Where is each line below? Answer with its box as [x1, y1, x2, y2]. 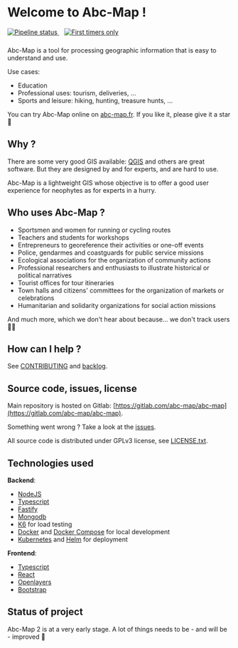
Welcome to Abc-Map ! [7, 4, 147, 21]
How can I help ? [7, 343, 82, 355]
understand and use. [7, 53, 68, 62]
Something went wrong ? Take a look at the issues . [7, 423, 156, 431]
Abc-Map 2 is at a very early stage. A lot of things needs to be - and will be [7, 625, 227, 633]
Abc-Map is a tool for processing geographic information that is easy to [7, 46, 217, 54]
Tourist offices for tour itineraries [17, 278, 115, 287]
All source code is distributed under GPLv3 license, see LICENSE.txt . [7, 437, 208, 445]
